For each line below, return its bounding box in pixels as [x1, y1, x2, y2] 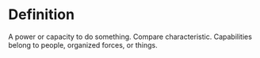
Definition [8, 6, 75, 24]
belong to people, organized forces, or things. [8, 40, 158, 49]
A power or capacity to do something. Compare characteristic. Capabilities [8, 32, 252, 41]
